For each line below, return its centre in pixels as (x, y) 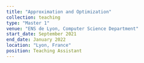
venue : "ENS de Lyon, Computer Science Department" (72, 28)
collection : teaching (33, 17)
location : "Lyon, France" (39, 46)
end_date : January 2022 (36, 40)
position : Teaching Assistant (44, 51)
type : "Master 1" (28, 23)
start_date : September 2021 (42, 34)
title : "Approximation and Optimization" (59, 12)
